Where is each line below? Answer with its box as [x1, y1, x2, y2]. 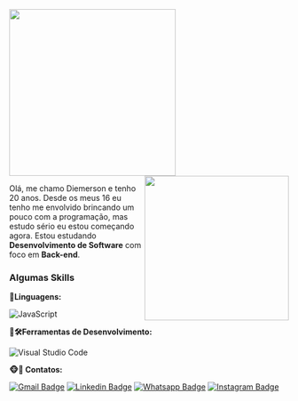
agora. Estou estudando [9, 230, 97, 241]
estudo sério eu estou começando [9, 221, 135, 231]
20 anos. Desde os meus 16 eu [9, 193, 122, 203]
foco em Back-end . [9, 249, 81, 260]
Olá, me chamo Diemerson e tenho [9, 183, 137, 194]
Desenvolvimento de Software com [9, 240, 142, 250]
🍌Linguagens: [9, 292, 62, 302]
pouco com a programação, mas [9, 212, 129, 221]
